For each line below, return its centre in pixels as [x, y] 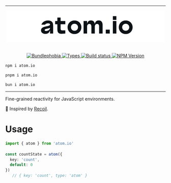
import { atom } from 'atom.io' [39, 143]
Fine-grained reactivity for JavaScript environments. [60, 99]
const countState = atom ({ [34, 154]
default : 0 [21, 165]
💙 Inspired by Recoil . [27, 109]
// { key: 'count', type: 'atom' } [50, 176]
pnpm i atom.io [21, 75]
